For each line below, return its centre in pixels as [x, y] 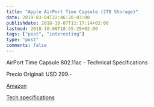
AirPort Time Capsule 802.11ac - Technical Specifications [77, 62]
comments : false [26, 46]
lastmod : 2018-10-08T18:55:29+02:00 [52, 29]
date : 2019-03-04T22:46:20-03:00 [48, 17]
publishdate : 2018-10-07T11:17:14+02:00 [58, 23]
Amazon [17, 85]
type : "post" [23, 40]
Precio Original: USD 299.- [39, 74]
